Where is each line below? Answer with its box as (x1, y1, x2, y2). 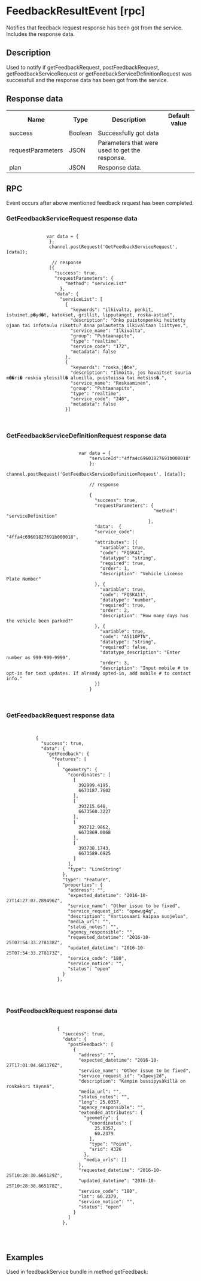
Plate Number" (6, 576, 42, 582)
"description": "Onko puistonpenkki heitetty (70, 317, 186, 323)
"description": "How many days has (99, 612, 188, 618)
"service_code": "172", (70, 343, 130, 349)
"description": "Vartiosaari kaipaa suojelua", (68, 914, 188, 920)
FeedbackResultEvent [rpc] (6, 4, 145, 18)
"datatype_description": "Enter (99, 649, 181, 655)
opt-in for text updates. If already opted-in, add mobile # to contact (6, 670, 191, 676)
